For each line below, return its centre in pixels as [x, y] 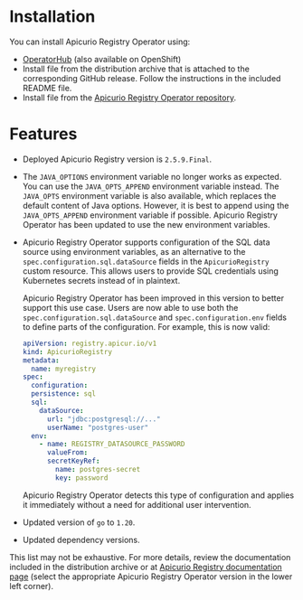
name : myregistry [64, 369]
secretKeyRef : [73, 461]
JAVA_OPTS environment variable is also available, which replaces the [149, 195]
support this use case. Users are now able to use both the [130, 307]
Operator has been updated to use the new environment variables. [146, 224]
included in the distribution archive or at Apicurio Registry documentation [146, 567]
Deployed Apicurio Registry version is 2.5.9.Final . [117, 159]
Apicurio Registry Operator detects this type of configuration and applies [158, 495]
